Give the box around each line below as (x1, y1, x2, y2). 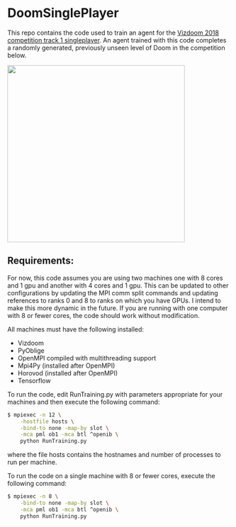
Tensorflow (17, 376, 51, 385)
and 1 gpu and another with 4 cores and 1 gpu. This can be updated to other (7, 281, 229, 290)
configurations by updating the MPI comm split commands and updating (7, 288, 218, 297)
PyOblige (17, 346, 45, 355)
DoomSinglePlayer (7, 5, 119, 21)
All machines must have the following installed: (7, 324, 144, 334)
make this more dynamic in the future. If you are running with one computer (7, 303, 228, 312)
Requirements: (7, 255, 74, 267)
